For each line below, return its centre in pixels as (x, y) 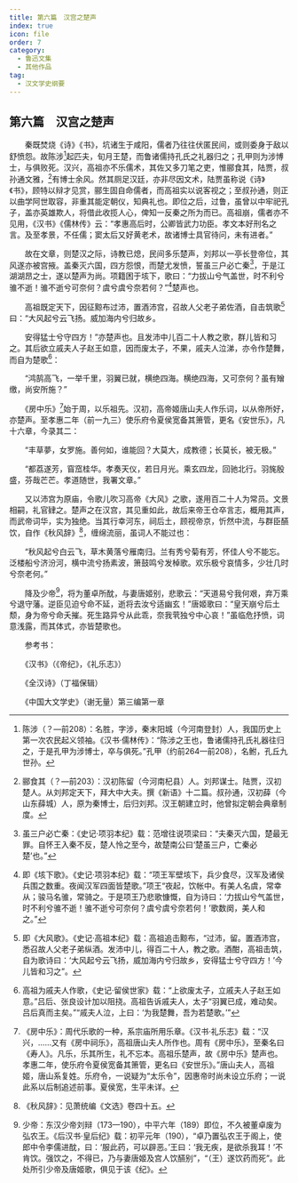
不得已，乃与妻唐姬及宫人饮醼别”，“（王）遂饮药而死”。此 (181, 1158)
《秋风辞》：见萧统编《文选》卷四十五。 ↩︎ (98, 1106)
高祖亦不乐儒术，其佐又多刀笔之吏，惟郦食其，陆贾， (184, 168)
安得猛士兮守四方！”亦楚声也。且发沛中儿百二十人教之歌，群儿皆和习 (151, 337)
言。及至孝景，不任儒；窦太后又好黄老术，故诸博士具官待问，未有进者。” (141, 234)
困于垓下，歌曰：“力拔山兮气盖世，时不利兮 (205, 276)
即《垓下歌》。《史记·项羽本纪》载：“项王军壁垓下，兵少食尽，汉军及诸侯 (153, 875)
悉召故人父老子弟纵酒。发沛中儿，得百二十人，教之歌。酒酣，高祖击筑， (154, 949)
